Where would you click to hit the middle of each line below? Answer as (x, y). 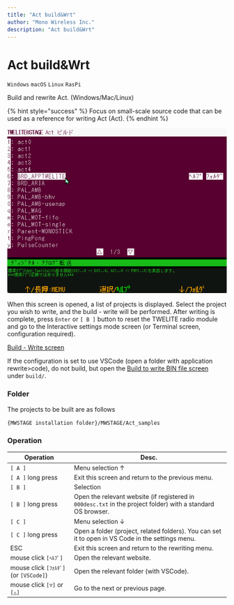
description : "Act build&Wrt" (51, 29)
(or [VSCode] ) (29, 575)
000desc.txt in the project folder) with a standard (144, 504)
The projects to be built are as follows (61, 409)
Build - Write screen (36, 348)
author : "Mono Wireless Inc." (51, 22)
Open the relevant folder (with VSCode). (132, 572)
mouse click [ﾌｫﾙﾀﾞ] (38, 567)
